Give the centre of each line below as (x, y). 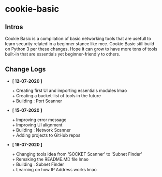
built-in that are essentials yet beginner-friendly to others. (63, 54)
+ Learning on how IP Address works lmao (54, 169)
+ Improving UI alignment (37, 124)
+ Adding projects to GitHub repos (46, 135)
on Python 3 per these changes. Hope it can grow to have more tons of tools (81, 49)
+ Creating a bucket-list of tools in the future (56, 95)
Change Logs (25, 69)
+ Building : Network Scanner (41, 130)
